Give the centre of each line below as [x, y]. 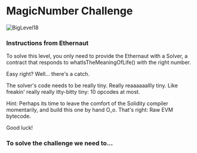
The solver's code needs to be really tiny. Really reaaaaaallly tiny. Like [92, 85]
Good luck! [20, 128]
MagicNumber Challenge [70, 11]
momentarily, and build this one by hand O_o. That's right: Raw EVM [90, 110]
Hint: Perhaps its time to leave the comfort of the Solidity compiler [87, 103]
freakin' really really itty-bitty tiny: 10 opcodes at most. [73, 92]
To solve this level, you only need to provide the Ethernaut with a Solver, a [97, 56]
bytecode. [19, 116]
